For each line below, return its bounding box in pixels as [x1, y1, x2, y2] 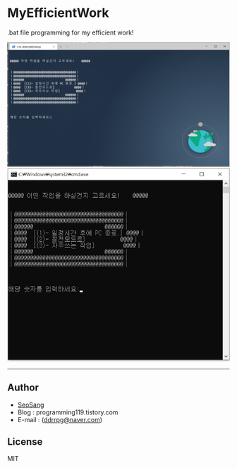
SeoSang [17, 400, 44, 409]
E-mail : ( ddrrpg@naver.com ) [17, 415, 103, 424]
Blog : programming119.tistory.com [17, 407, 119, 417]
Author [7, 382, 39, 394]
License [7, 436, 43, 448]
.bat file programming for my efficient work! [7, 28, 134, 37]
